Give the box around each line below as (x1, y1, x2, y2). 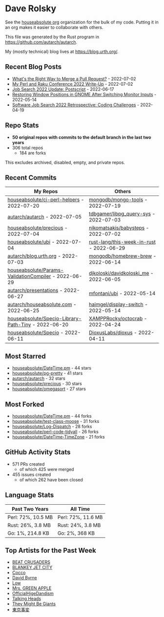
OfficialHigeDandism (12, 591, 54, 596)
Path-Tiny (7, 321, 31, 328)
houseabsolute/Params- (7, 267, 64, 273)
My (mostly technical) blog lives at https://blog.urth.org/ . (5, 49, 119, 54)
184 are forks (19, 150, 46, 156)
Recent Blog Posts (5, 63, 62, 71)
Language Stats (5, 491, 54, 499)
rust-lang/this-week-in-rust (88, 239, 156, 246)
